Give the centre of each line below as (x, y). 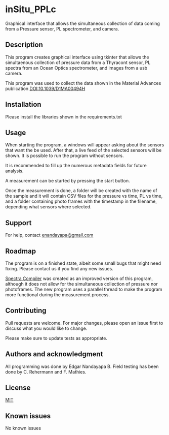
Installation (23, 104)
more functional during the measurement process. (58, 295)
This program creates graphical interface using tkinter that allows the (77, 57)
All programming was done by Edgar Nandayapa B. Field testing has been (82, 366)
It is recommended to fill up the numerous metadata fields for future (76, 166)
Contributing (26, 311)
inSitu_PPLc (31, 9)
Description (24, 45)
